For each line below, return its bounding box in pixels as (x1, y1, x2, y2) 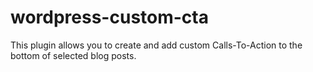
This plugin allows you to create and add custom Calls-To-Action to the (10, 39, 303, 51)
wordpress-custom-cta (10, 6, 209, 29)
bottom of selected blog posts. (10, 49, 137, 61)
